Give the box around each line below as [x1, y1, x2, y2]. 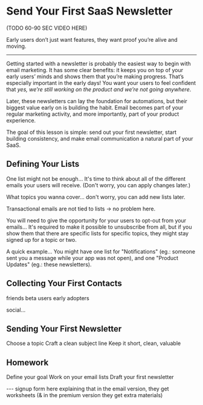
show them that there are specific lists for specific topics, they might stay [6, 229, 189, 237]
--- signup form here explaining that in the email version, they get [6, 385, 169, 392]
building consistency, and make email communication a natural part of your [6, 135, 193, 142]
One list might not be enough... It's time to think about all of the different [6, 175, 186, 182]
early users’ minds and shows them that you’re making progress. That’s [6, 73, 184, 80]
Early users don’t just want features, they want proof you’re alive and [6, 36, 178, 43]
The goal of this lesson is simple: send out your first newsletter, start [6, 129, 177, 136]
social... [6, 306, 26, 313]
